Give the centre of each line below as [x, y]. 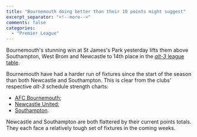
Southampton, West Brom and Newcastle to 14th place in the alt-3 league [95, 56]
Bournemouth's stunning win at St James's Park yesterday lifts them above [97, 50]
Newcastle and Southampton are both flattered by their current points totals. [99, 122]
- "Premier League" [35, 34]
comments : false [26, 22]
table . [13, 63]
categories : [21, 28]
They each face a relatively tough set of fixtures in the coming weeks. [91, 128]
